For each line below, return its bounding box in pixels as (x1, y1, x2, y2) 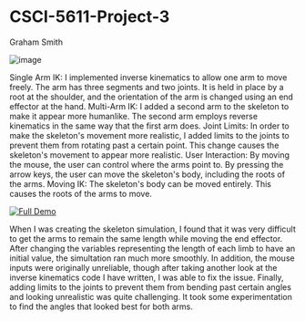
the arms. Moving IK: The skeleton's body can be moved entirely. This (9, 178, 271, 189)
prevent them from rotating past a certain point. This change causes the (9, 140, 280, 150)
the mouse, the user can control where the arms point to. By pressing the (9, 159, 284, 170)
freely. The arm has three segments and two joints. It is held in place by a (9, 81, 284, 92)
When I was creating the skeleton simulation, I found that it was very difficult (9, 223, 296, 234)
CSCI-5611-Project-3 (9, 6, 170, 27)
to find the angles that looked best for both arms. (9, 301, 193, 312)
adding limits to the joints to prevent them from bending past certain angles (9, 281, 291, 293)
